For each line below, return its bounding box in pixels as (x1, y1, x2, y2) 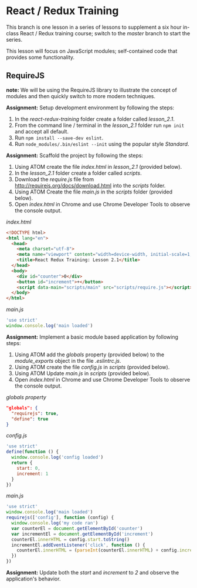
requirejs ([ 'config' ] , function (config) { (6, 514, 114, 521)
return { (11, 460, 33, 466)
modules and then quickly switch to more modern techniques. (6, 92, 155, 99)
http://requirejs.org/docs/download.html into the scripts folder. (14, 182, 166, 189)
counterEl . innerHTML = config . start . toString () (11, 536, 130, 542)
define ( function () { (6, 449, 59, 455)
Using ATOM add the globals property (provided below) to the (14, 351, 165, 358)
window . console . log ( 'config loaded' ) (11, 455, 104, 460)
